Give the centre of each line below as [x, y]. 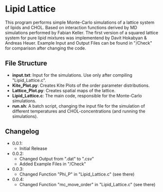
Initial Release [33, 148]
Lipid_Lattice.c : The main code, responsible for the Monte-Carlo [77, 96]
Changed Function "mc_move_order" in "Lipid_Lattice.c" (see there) [87, 184]
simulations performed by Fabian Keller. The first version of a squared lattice [82, 32]
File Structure [26, 63]
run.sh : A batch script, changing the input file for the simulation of [78, 106]
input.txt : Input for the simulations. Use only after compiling [72, 75]
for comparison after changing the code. [46, 48]
